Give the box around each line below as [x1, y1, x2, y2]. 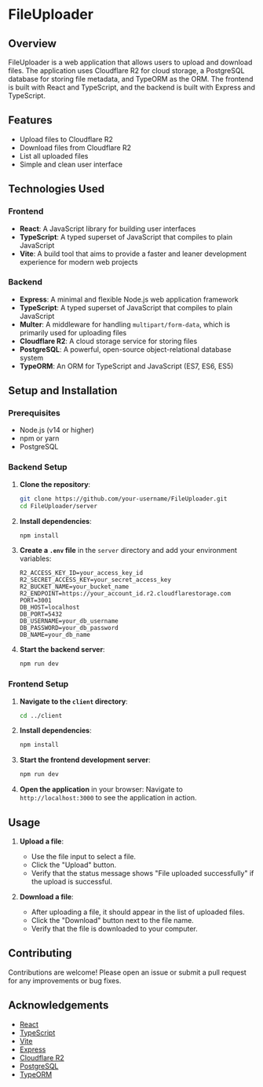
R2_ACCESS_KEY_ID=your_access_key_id [19, 569, 144, 577]
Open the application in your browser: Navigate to [19, 785, 183, 794]
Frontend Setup [8, 679, 69, 690]
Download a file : [19, 892, 74, 902]
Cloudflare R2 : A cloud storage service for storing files [19, 336, 198, 346]
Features [8, 114, 53, 127]
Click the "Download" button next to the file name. [31, 916, 194, 925]
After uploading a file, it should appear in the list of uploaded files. [31, 907, 245, 917]
